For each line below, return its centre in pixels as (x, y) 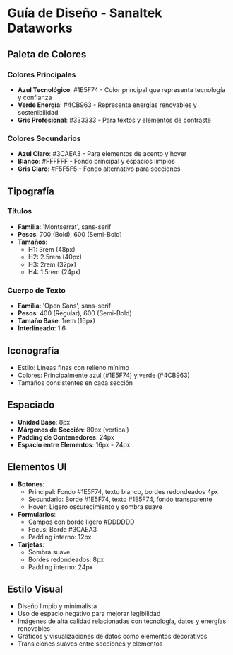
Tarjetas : (31, 544)
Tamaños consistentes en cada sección (75, 382)
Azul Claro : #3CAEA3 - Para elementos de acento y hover (102, 154)
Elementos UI (37, 467)
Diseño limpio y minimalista (57, 606)
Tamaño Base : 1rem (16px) (56, 321)
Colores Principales (42, 74)
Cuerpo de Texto (36, 290)
